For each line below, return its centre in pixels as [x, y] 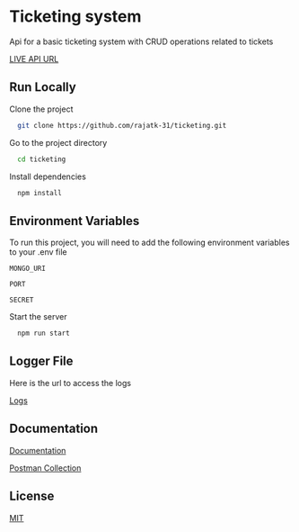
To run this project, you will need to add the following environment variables [149, 243]
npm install [40, 193]
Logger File [41, 361]
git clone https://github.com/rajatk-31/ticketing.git [122, 125]
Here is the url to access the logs [70, 383]
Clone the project [41, 109]
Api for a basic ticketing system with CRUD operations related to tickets [141, 41]
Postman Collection [45, 468]
